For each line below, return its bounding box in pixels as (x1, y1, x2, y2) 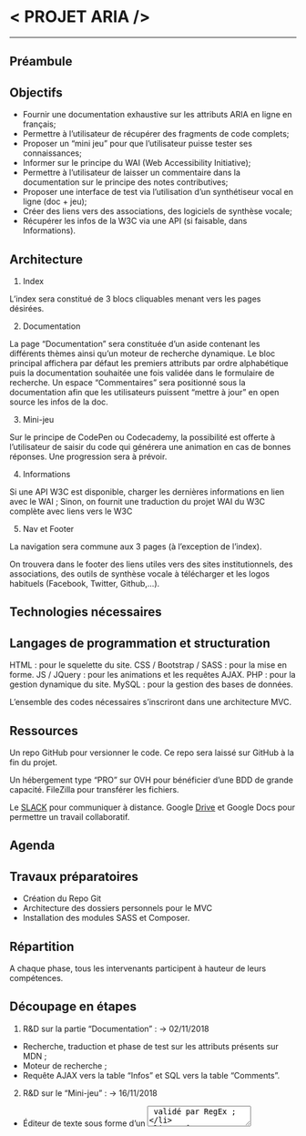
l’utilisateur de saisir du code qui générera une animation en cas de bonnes (9, 441, 291, 452)
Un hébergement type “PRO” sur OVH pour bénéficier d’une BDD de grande (9, 774, 294, 785)
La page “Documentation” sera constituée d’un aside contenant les (9, 338, 260, 349)
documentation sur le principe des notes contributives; (22, 177, 229, 188)
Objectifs (9, 85, 64, 100)
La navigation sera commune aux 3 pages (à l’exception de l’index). (9, 540, 262, 552)
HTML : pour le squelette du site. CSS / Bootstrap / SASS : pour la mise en (9, 660, 287, 670)
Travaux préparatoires (9, 868, 138, 885)
